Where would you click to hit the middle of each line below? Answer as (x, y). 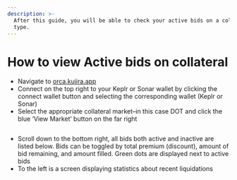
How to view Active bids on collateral (118, 62)
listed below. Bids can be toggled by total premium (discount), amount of (123, 146)
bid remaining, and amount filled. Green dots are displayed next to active (123, 154)
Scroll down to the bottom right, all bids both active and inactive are (116, 139)
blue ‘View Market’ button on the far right (77, 119)
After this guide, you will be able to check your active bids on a (116, 20)
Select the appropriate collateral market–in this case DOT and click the (120, 112)
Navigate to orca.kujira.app (57, 81)
